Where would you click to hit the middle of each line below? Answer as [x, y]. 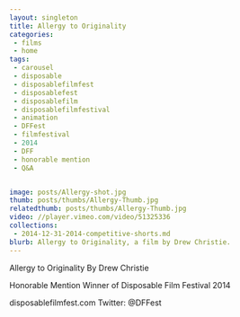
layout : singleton [44, 18]
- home [26, 51]
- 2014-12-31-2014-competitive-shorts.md [92, 233]
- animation [36, 118]
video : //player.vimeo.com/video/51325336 [90, 217]
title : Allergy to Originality [68, 26]
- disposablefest [45, 92]
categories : [31, 34]
